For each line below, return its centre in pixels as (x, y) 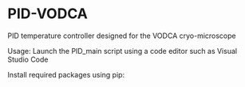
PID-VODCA (48, 14)
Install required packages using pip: (66, 74)
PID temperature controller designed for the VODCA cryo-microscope (122, 36)
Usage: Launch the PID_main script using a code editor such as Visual (122, 51)
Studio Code (28, 59)
